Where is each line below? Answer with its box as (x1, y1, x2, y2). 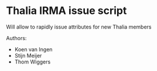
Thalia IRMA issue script (6, 4, 127, 17)
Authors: (6, 34, 27, 41)
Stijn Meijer (14, 52, 42, 59)
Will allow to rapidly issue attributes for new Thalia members (6, 23, 152, 30)
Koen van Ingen (14, 45, 53, 53)
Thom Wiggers (14, 58, 51, 65)
